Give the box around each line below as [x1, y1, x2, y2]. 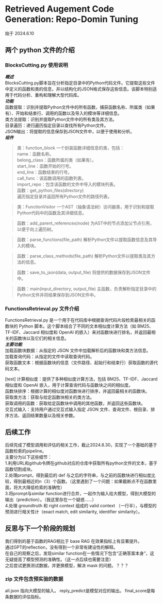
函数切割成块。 [5, 466, 35, 472]
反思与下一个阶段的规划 [5, 524, 75, 533]
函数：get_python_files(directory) [16, 187, 84, 193]
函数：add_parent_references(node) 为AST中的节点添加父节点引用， [16, 220, 154, 226]
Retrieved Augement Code [5, 3, 114, 15]
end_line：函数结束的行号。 [16, 169, 72, 175]
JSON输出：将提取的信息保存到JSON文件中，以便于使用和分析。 [5, 128, 135, 134]
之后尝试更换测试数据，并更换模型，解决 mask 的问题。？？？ [5, 562, 129, 568]
